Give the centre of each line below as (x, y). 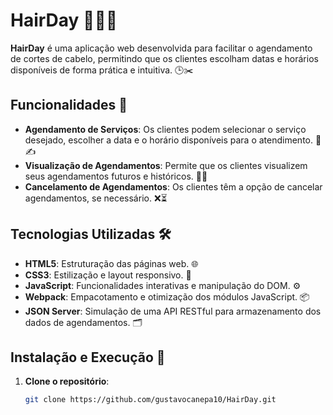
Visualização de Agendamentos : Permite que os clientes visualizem (166, 165)
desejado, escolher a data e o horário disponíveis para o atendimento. (168, 140)
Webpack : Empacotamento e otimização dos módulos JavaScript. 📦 (167, 296)
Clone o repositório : (67, 381)
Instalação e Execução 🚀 (88, 357)
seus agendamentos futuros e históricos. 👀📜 (116, 176)
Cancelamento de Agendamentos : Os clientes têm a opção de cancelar (173, 186)
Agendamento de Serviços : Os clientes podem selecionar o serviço (165, 129)
